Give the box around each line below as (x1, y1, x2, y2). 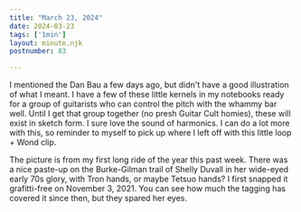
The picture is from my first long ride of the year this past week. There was (9, 154, 288, 165)
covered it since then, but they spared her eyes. (9, 193, 188, 204)
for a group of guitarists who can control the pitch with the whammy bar (9, 98, 277, 109)
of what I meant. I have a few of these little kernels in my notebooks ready (9, 89, 285, 100)
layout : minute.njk (9, 38, 83, 48)
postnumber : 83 (9, 47, 67, 56)
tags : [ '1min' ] (9, 30, 67, 39)
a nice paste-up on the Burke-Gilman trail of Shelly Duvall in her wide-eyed (9, 164, 289, 175)
